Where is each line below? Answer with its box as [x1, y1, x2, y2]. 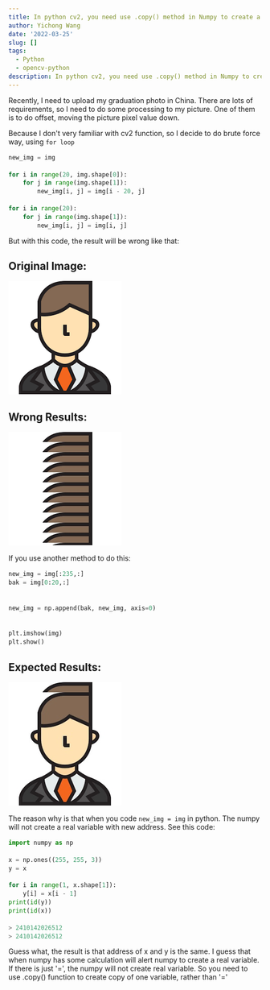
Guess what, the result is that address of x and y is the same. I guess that [8, 947, 252, 956]
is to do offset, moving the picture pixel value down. [8, 113, 180, 122]
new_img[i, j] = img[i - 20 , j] [37, 188, 146, 196]
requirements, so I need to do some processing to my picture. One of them [8, 104, 256, 114]
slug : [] [8, 39, 38, 47]
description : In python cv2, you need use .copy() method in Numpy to [8, 72, 250, 81]
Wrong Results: [8, 410, 88, 424]
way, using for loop [8, 137, 75, 147]
